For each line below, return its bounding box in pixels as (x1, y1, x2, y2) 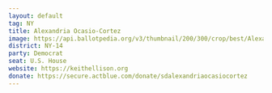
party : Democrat (8, 49, 63, 57)
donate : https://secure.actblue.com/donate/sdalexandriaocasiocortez (8, 72, 249, 80)
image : (8, 34, 31, 43)
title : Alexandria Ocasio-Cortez (8, 27, 121, 35)
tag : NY (8, 19, 35, 27)
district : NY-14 (8, 42, 63, 50)
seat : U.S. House (8, 57, 67, 66)
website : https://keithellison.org (8, 65, 129, 73)
